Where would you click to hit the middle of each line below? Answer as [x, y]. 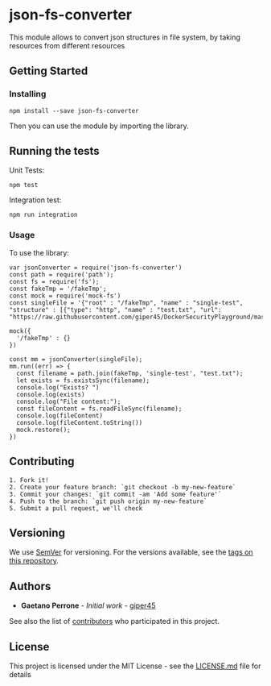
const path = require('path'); [62, 274]
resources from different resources [67, 45]
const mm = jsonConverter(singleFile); [76, 359]
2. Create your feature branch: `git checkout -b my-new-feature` [123, 487]
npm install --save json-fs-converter [74, 110]
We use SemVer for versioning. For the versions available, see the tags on [131, 552]
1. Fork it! [29, 480]
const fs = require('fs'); [54, 281]
